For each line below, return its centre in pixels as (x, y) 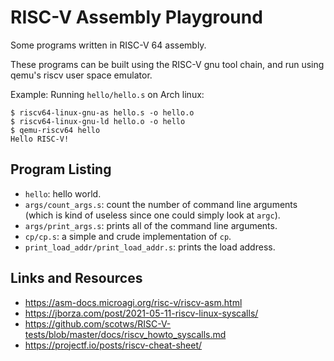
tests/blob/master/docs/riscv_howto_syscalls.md (125, 334)
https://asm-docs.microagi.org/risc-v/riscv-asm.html (133, 302)
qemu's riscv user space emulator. (81, 75)
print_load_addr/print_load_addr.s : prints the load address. (150, 247)
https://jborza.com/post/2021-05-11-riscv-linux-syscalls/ (141, 313)
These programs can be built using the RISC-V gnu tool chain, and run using (167, 64)
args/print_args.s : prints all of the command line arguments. (151, 225)
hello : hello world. (63, 193)
